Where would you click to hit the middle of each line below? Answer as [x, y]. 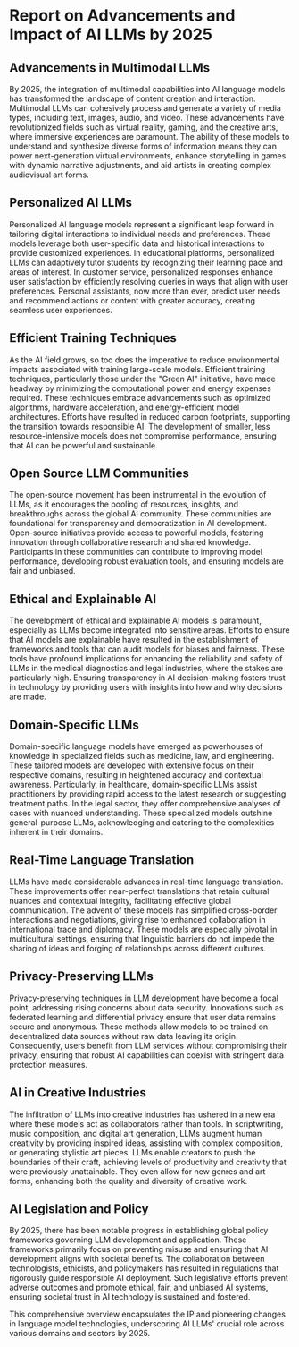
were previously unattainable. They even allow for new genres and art [137, 1171]
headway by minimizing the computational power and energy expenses [141, 388]
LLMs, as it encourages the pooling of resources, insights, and [124, 504]
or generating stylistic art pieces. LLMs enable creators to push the [133, 1152]
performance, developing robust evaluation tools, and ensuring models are [146, 561]
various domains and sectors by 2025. [80, 1334]
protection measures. [48, 1064]
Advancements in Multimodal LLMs [110, 68]
